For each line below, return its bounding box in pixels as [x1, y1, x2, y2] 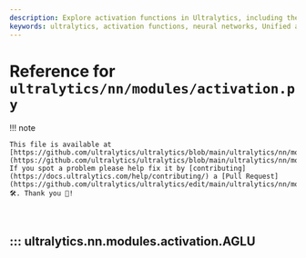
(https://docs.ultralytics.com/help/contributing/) [9, 172, 209, 182]
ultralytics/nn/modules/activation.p [9, 80, 296, 97]
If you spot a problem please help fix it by [9, 164, 185, 174]
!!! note [9, 123, 36, 134]
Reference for [9, 61, 116, 82]
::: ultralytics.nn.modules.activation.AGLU [9, 233, 256, 249]
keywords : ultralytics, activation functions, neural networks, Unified [9, 22, 291, 31]
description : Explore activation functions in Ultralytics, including [9, 13, 283, 23]
